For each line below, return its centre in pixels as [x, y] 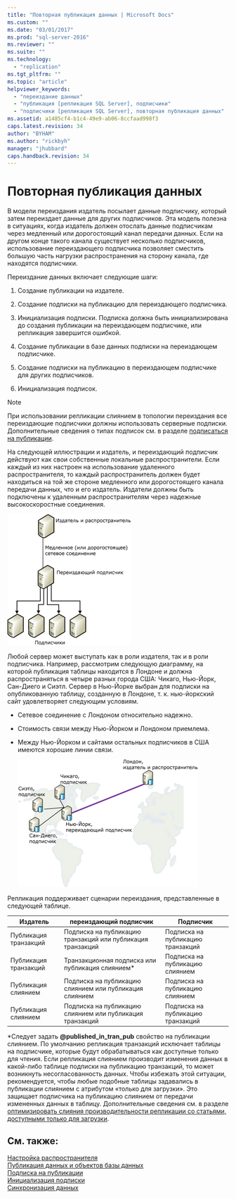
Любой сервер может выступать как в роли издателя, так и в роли [108, 656]
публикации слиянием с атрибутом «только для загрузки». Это [103, 1089]
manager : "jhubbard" [38, 148]
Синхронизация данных [43, 1188]
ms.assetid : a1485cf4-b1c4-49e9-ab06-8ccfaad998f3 [83, 119]
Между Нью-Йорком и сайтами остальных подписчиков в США [113, 742]
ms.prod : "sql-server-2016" [48, 37]
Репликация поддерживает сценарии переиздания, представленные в [113, 899]
